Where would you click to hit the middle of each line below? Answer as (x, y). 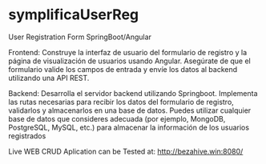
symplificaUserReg (73, 15)
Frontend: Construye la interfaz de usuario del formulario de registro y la (128, 52)
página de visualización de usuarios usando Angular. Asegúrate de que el (129, 61)
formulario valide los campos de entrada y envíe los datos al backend (123, 69)
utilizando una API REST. (49, 78)
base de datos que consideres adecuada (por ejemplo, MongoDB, (117, 118)
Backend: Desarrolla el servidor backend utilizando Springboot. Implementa (133, 93)
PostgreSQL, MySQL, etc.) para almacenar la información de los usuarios (129, 127)
